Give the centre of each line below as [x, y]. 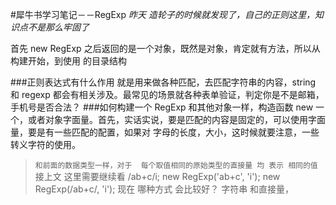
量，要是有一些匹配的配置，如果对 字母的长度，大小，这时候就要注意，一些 [165, 132]
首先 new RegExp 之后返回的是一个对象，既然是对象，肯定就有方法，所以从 [165, 48]
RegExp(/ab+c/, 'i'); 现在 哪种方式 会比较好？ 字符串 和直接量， [164, 189]
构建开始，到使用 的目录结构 [68, 61]
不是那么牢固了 [58, 27]
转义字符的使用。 [45, 144]
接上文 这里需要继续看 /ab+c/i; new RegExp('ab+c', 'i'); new [157, 176]
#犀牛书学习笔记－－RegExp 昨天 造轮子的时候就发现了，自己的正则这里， [162, 14]
